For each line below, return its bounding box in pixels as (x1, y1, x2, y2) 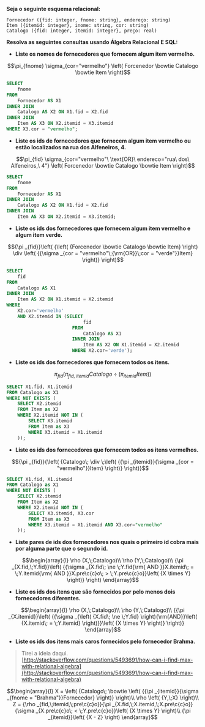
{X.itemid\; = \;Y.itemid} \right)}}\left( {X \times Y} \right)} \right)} (21, 619, 185, 627)
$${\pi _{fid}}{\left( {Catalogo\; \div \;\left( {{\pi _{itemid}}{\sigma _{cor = (11, 458, 195, 465)
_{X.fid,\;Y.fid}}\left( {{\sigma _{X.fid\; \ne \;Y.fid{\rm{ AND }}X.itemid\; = (11, 563, 195, 571)
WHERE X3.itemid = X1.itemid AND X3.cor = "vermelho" (28, 521, 163, 528)
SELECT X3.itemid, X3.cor (28, 510, 95, 516)
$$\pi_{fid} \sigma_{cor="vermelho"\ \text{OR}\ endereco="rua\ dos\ (16, 155, 190, 163)
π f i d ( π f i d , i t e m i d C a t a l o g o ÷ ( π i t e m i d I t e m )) (54, 370, 152, 379)
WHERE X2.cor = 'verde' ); (72, 348, 133, 354)
